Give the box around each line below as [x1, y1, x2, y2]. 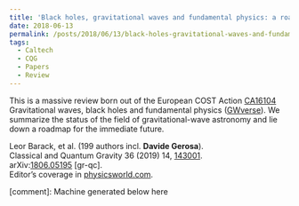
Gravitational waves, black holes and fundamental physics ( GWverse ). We [9, 104, 280, 115]
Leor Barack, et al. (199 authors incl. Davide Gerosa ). [9, 140, 205, 151]
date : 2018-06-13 [9, 21, 74, 30]
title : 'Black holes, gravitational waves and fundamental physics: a [9, 12, 277, 22]
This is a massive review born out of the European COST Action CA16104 [9, 95, 277, 106]
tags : [9, 37, 29, 47]
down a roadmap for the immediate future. [9, 123, 165, 134]
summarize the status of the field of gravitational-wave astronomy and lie [9, 114, 278, 124]
